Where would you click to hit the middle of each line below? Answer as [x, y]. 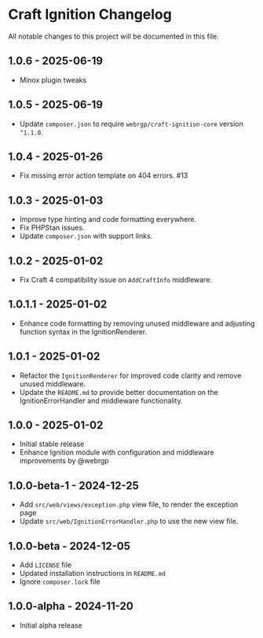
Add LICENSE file [46, 565]
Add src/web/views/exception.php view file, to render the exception [129, 504]
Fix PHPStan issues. [52, 228]
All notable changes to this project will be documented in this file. [114, 36]
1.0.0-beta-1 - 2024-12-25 [74, 485]
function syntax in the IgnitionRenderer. [83, 331]
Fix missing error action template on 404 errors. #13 [104, 175]
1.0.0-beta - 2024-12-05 [69, 546]
